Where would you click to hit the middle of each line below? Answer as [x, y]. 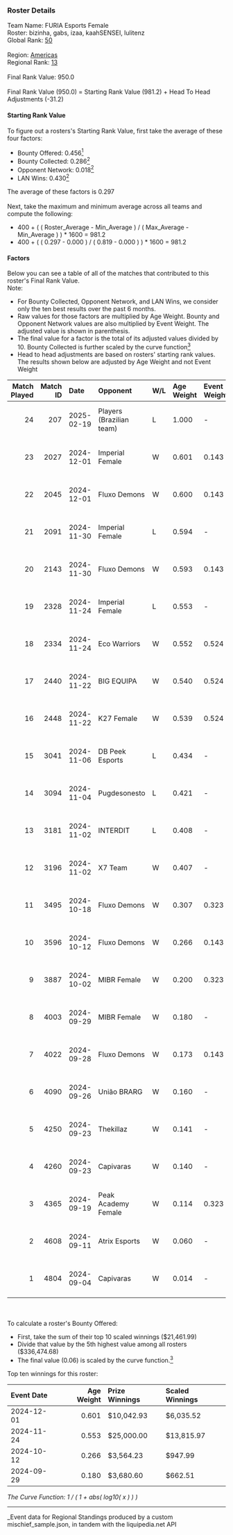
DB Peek [112, 751]
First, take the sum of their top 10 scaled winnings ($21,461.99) [107, 1336]
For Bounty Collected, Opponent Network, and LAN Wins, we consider [118, 301]
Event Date [29, 1395]
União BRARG [120, 1091]
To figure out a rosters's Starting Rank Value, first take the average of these [115, 131]
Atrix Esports [119, 1241]
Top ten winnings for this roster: [53, 1373]
